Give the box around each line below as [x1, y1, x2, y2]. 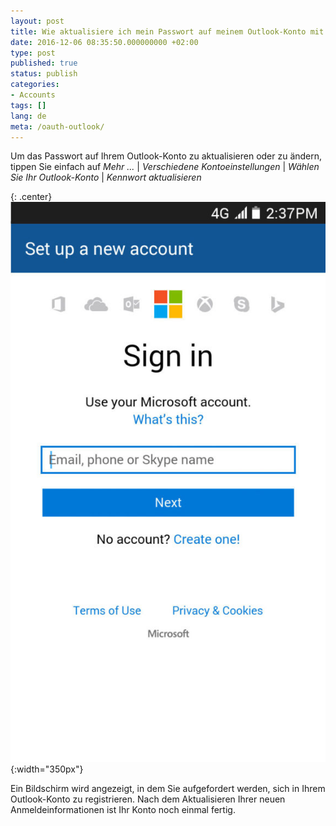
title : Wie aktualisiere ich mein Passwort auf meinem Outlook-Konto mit [10, 26, 325, 37]
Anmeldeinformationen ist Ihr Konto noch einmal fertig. [10, 804, 236, 816]
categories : [10, 80, 60, 90]
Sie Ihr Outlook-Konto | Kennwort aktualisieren [10, 171, 202, 184]
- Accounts [10, 90, 56, 100]
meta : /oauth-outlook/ [10, 121, 105, 132]
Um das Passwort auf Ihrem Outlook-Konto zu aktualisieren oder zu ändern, [10, 150, 323, 162]
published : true [10, 58, 78, 69]
